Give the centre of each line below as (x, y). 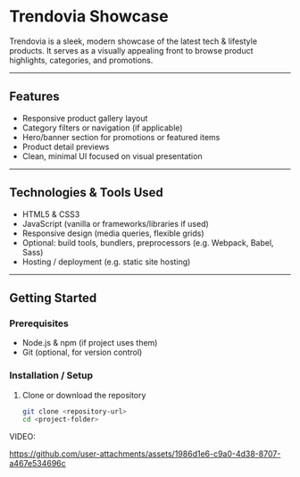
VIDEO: (22, 437)
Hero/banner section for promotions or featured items (121, 137)
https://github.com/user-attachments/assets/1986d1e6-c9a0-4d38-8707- (145, 454)
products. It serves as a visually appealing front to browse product (131, 50)
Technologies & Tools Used (86, 192)
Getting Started (53, 298)
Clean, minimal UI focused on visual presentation (112, 156)
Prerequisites (39, 323)
